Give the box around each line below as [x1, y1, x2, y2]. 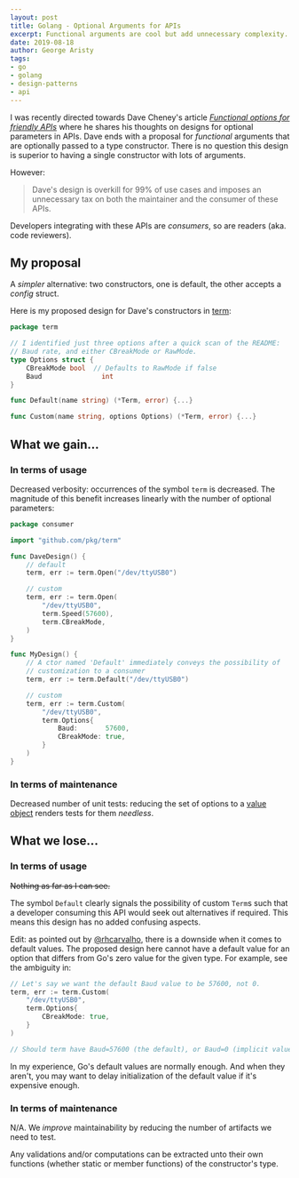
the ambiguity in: [10, 962, 72, 973]
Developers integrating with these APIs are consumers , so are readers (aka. [10, 220, 287, 231]
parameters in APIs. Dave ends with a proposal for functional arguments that [10, 131, 290, 141]
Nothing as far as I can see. [10, 880, 111, 891]
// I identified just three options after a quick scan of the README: [10, 339, 280, 348]
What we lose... [10, 833, 98, 849]
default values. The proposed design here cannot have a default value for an [10, 943, 290, 954]
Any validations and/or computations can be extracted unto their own [10, 1149, 264, 1160]
